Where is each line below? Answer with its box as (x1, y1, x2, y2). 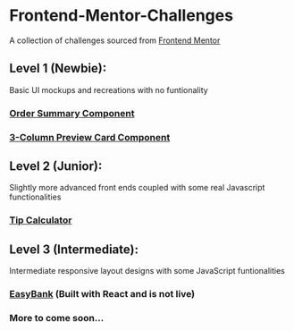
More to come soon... (9, 311, 105, 324)
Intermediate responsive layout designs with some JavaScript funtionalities (9, 266, 286, 276)
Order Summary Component (9, 106, 135, 119)
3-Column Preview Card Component (9, 131, 171, 143)
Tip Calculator (9, 214, 72, 226)
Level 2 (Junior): (9, 158, 103, 174)
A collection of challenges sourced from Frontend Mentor (9, 35, 221, 46)
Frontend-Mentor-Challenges (9, 5, 234, 26)
